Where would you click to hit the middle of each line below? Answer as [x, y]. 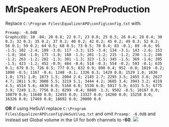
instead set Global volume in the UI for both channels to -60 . [69, 119]
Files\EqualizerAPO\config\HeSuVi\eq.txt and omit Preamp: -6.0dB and [80, 114]
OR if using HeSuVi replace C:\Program [46, 108]
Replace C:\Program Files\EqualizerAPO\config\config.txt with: [74, 23]
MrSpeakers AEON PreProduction [78, 9]
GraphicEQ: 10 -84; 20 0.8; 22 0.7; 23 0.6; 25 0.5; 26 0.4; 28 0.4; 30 [84, 37]
